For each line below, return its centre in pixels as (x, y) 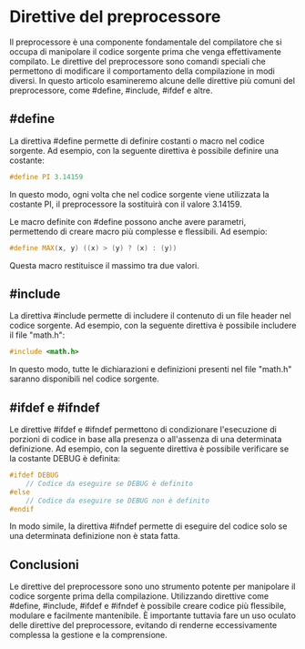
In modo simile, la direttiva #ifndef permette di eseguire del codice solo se (148, 526)
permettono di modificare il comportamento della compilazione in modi (142, 71)
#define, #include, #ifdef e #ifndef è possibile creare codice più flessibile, (148, 606)
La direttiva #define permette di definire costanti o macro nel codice (137, 141)
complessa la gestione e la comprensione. (89, 635)
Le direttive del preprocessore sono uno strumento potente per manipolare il (152, 587)
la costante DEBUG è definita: (65, 458)
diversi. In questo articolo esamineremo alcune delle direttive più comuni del (152, 80)
